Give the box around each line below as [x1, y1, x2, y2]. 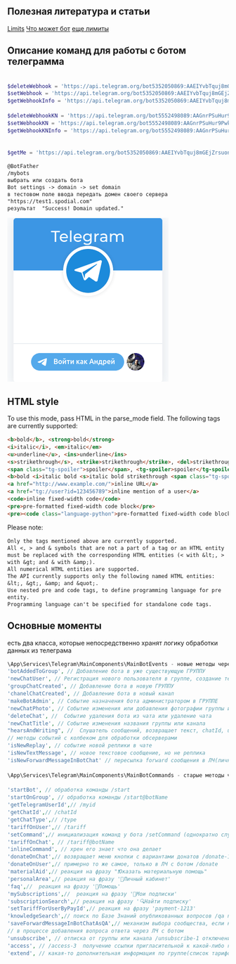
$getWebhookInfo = [7, 98, 61, 105]
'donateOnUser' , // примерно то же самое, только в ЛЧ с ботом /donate [7, 861, 218, 868]
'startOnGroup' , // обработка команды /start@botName [7, 794, 169, 801]
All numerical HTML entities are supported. [7, 565, 140, 572]
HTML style [7, 395, 59, 407]
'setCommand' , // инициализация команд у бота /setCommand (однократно [7, 831, 218, 838]
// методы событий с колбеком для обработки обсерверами [7, 735, 178, 742]
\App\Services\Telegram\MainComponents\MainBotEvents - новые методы [7, 660, 216, 667]
